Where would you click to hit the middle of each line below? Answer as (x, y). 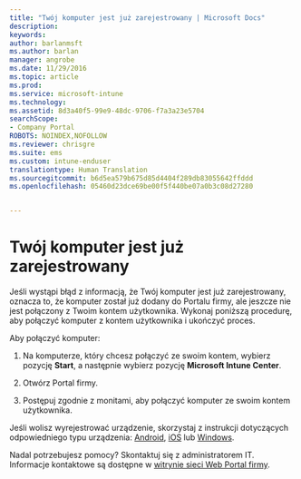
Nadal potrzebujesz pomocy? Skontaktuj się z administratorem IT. (132, 455)
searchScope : (34, 119)
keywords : (28, 34)
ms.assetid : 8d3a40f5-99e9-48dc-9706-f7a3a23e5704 (107, 111)
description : (34, 26)
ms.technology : (38, 102)
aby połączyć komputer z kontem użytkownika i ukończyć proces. (132, 321)
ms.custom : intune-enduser (60, 161)
